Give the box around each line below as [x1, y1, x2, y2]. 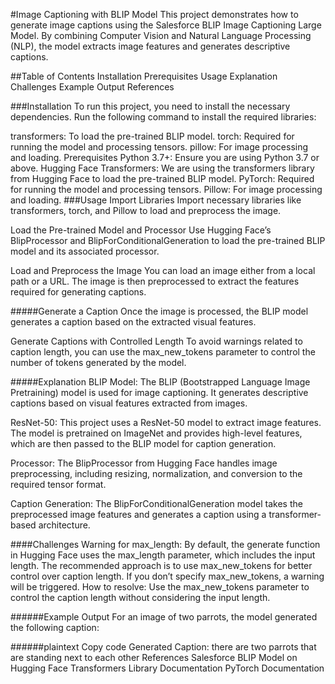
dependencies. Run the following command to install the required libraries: [10, 111, 317, 123]
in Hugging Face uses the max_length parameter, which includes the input [10, 549, 316, 561]
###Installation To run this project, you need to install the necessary [10, 100, 291, 112]
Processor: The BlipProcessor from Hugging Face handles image [10, 457, 278, 469]
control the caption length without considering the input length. [10, 592, 271, 603]
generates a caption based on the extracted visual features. [10, 316, 257, 328]
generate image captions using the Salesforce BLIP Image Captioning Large [10, 19, 322, 31]
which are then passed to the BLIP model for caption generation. [10, 438, 277, 449]
